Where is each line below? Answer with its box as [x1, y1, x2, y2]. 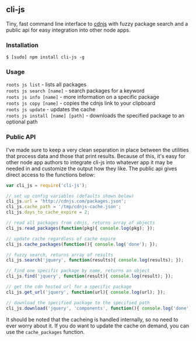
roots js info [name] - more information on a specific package [6, 94, 159, 101]
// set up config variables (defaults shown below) [6, 193, 134, 199]
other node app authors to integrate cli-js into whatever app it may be [6, 159, 173, 166]
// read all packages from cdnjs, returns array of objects [6, 220, 156, 226]
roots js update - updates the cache [6, 106, 96, 113]
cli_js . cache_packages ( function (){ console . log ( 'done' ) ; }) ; [6, 241, 158, 247]
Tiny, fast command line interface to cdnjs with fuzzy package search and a [6, 20, 188, 27]
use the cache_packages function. [6, 328, 85, 335]
